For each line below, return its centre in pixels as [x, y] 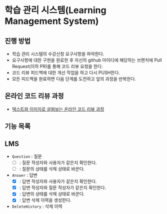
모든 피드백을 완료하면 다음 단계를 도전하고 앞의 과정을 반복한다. [74, 79]
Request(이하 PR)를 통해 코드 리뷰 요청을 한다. [57, 66]
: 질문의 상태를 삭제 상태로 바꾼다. [52, 169]
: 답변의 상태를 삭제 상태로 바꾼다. [52, 194]
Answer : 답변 [25, 175]
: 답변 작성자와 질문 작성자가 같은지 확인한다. [62, 187]
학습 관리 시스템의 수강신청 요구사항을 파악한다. [58, 54]
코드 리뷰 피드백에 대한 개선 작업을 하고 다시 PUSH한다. [66, 72]
